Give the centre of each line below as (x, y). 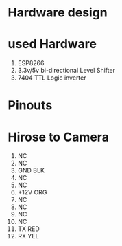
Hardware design (58, 13)
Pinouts (30, 105)
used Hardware (52, 44)
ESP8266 (31, 63)
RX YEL (28, 236)
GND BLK (31, 170)
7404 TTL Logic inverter (52, 78)
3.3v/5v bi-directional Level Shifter (66, 71)
